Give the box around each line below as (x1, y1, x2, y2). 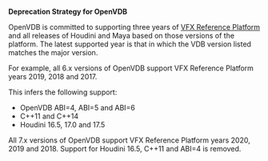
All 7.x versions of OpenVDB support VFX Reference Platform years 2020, (8, 135, 250, 145)
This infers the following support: (8, 87, 118, 97)
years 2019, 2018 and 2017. (8, 72, 98, 81)
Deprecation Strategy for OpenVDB (8, 7, 128, 16)
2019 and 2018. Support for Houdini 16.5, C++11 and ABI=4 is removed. (8, 144, 242, 153)
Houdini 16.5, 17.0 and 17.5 (19, 120, 106, 129)
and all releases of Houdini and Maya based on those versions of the (8, 31, 234, 40)
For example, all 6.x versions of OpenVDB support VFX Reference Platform (8, 63, 254, 73)
